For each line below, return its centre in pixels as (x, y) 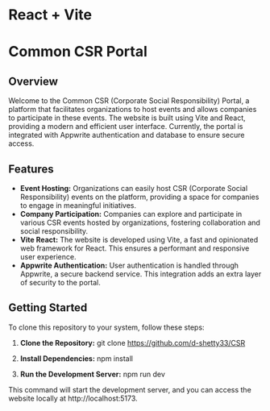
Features (31, 169)
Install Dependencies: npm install (76, 358)
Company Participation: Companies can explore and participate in (131, 214)
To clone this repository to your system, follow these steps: (106, 327)
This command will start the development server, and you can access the (130, 389)
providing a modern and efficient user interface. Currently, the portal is (126, 127)
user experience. (48, 257)
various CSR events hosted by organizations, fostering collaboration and (140, 222)
